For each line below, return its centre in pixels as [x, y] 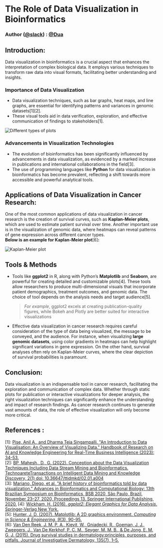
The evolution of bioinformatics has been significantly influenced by [80, 154]
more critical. [18, 415]
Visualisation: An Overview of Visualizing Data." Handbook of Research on [79, 447]
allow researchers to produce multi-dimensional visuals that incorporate [84, 287]
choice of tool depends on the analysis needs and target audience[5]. [81, 297]
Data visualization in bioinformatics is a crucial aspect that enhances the [77, 62]
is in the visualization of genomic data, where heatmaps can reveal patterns [81, 230]
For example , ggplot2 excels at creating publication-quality [83, 307]
